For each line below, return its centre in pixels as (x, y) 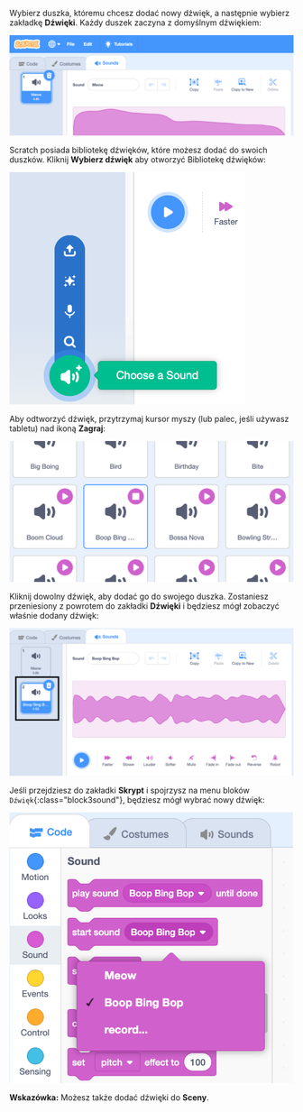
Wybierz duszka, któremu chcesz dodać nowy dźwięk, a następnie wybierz (150, 13)
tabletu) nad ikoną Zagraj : (58, 428)
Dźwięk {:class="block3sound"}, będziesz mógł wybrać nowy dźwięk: (137, 800)
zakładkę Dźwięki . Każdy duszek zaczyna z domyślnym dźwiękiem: (135, 23)
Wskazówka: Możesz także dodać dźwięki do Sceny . (109, 1098)
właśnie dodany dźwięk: (54, 615)
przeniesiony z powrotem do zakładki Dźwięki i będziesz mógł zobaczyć (144, 606)
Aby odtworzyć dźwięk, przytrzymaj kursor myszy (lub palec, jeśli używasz (149, 419)
